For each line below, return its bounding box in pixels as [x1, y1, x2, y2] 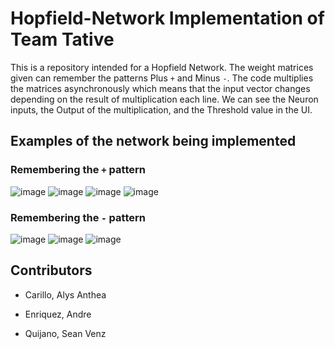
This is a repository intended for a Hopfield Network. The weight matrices [10, 61, 314, 73]
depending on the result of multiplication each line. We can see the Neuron [10, 93, 319, 105]
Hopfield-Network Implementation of [10, 7, 325, 30]
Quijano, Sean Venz [24, 327, 107, 339]
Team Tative [10, 28, 115, 51]
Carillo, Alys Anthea [24, 288, 107, 301]
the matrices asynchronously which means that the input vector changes [10, 82, 311, 94]
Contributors [10, 262, 93, 279]
